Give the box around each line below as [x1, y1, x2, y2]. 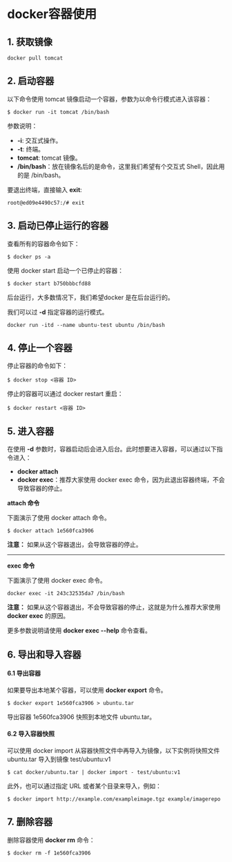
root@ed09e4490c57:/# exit [7, 199, 85, 206]
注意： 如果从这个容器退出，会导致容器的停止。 [7, 541, 142, 549]
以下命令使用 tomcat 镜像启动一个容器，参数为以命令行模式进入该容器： [7, 95, 212, 103]
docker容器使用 [7, 6, 97, 22]
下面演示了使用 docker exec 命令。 [7, 577, 106, 585]
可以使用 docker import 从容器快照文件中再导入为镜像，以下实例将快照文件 [7, 747, 220, 755]
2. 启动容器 [7, 75, 55, 87]
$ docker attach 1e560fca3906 [7, 527, 95, 534]
